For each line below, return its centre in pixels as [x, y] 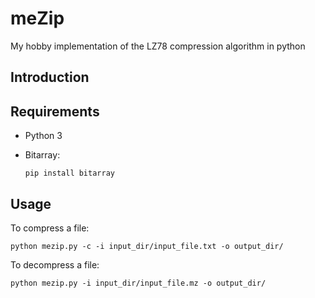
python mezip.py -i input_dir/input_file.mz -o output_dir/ [138, 283]
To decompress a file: [55, 264]
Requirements [55, 111]
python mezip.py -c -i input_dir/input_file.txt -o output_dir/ [147, 246]
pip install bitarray [69, 173]
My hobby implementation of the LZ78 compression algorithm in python [158, 46]
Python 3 [43, 136]
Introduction [50, 77]
